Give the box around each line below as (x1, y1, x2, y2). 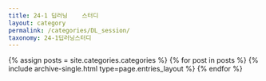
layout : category (8, 19, 66, 27)
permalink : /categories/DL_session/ (8, 26, 130, 34)
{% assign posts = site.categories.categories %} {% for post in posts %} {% (8, 56, 259, 65)
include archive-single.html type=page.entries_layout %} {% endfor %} (8, 64, 243, 74)
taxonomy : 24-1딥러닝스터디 (8, 33, 92, 42)
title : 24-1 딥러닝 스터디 (8, 11, 99, 20)
